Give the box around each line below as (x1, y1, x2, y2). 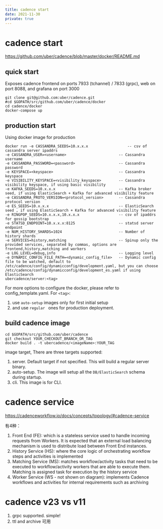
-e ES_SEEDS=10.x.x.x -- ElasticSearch (5, 203, 154, 208)
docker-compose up (5, 108, 42, 113)
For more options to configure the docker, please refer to (5, 285, 120, 291)
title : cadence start (5, 7, 49, 12)
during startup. (12, 374, 42, 380)
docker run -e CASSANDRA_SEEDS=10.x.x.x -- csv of (5, 144, 147, 149)
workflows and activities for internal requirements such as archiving (12, 479, 149, 485)
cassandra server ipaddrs (5, 148, 58, 153)
